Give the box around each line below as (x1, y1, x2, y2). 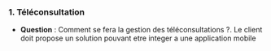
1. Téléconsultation (8, 6, 85, 18)
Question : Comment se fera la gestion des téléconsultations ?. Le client (20, 25, 263, 35)
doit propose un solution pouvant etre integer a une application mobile (20, 33, 256, 43)
